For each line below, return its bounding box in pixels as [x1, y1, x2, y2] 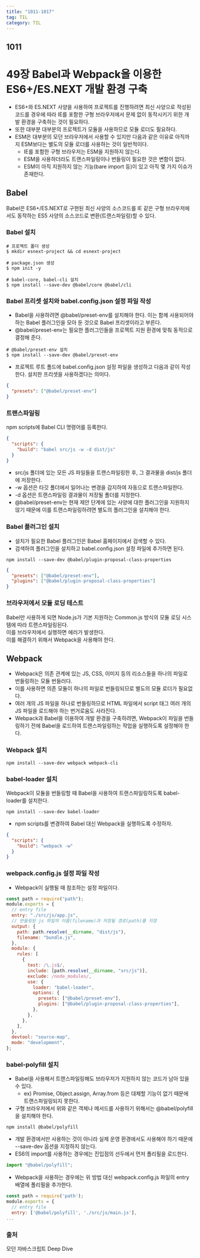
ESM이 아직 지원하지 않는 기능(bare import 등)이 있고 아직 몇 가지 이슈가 [23, 163, 192, 170]
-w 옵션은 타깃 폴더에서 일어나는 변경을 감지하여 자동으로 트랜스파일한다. [14, 484, 184, 491]
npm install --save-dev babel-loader [6, 808, 100, 815]
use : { [27, 979, 44, 985]
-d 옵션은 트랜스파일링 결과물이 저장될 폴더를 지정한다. [14, 491, 142, 499]
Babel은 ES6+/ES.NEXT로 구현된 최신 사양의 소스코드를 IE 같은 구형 [6, 204, 165, 211]
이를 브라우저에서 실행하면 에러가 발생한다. [6, 628, 105, 636]
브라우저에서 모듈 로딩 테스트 [6, 599, 84, 608]
